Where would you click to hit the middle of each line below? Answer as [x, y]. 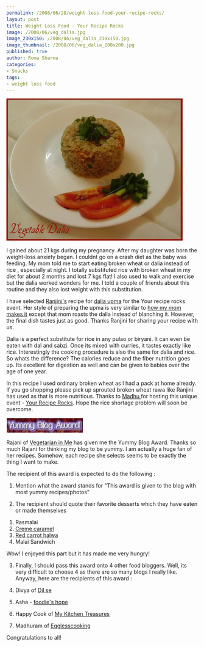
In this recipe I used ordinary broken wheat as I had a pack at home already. [101, 383]
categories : [21, 64]
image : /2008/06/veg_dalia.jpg [46, 32]
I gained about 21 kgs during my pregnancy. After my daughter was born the [102, 250]
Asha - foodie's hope [41, 602]
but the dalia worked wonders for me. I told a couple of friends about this [98, 283]
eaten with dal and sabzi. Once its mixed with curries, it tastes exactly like [99, 346]
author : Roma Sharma [33, 58]
